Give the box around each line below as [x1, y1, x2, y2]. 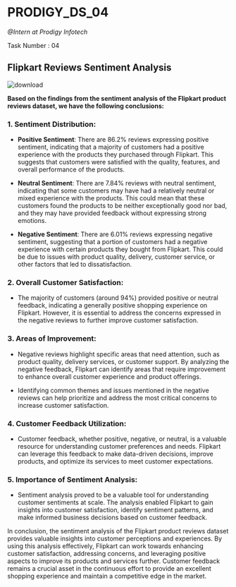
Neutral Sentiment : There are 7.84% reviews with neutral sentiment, [17, 179, 216, 188]
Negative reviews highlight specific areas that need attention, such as [17, 350, 221, 358]
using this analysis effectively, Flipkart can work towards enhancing [7, 542, 204, 550]
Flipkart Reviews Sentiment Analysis [7, 61, 172, 74]
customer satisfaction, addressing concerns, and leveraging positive [7, 550, 206, 558]
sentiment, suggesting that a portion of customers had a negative [17, 238, 208, 246]
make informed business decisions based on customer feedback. [17, 513, 208, 522]
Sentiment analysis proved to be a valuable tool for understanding [17, 491, 209, 500]
